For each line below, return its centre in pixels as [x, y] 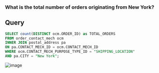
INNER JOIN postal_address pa [36, 43]
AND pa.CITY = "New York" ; [32, 56]
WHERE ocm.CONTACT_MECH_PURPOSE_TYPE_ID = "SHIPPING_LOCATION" [70, 52]
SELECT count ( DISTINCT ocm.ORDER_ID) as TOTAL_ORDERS [60, 34]
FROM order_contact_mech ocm [34, 38]
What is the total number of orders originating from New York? [80, 7]
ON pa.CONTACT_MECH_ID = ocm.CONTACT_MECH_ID [51, 47]
